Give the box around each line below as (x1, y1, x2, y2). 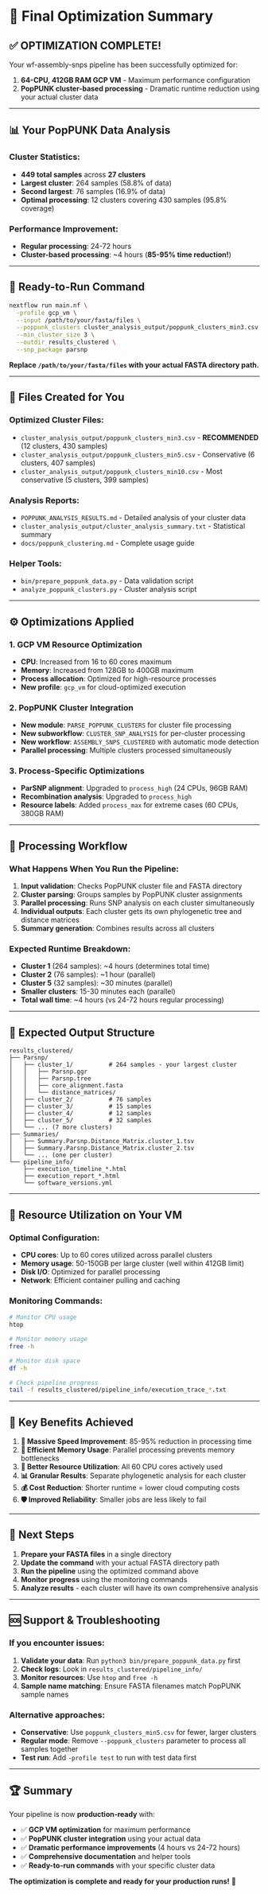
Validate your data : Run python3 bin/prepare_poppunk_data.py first (20, 1655, 241, 1665)
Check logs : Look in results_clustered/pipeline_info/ (20, 1664, 203, 1674)
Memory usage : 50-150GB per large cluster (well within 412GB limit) (20, 1258, 245, 1268)
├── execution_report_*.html (23, 1173, 120, 1180)
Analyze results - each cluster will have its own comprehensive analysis (20, 1583, 258, 1593)
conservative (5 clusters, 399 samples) (20, 475, 150, 484)
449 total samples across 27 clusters (20, 169, 146, 179)
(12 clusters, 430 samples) (20, 441, 108, 450)
